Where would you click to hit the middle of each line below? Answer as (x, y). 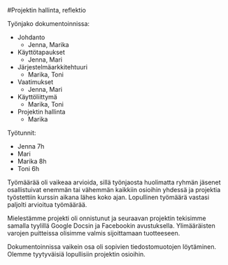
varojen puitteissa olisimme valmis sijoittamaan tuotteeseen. (94, 233)
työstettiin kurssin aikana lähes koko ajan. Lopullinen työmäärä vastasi (108, 197)
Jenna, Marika (48, 45)
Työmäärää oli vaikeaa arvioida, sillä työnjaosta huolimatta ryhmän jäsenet (114, 182)
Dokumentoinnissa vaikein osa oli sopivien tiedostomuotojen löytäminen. (112, 247)
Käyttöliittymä (37, 97)
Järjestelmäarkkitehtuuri (52, 67)
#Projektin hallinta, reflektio (47, 10)
